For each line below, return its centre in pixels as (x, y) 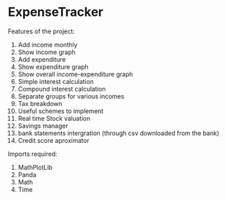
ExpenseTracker (55, 12)
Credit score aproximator (53, 140)
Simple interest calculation (56, 81)
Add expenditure (42, 59)
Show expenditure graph (53, 67)
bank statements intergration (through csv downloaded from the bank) (119, 133)
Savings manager (43, 126)
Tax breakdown (40, 103)
